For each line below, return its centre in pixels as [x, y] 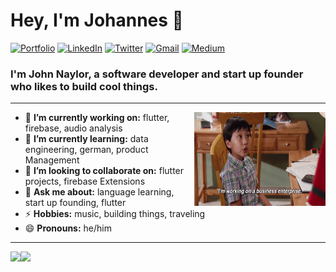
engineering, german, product [86, 150]
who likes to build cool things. [84, 86]
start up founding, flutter [75, 203]
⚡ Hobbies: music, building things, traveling [115, 214]
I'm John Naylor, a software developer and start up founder [157, 74]
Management [52, 160]
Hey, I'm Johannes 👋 [97, 20]
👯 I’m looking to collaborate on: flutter [104, 171]
